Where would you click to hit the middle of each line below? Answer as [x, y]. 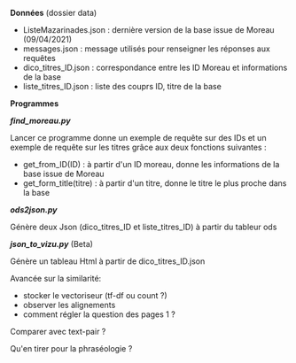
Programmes [35, 104]
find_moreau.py [40, 120]
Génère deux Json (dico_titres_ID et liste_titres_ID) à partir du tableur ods [144, 227]
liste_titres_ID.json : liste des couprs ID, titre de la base [122, 86]
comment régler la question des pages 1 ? [99, 314]
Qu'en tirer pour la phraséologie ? [71, 348]
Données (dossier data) [54, 13]
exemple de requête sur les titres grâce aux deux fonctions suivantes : [138, 147]
